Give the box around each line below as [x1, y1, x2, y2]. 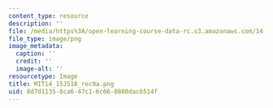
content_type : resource [8, 11, 89, 20]
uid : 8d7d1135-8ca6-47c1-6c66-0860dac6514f [8, 87, 158, 96]
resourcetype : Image [8, 72, 79, 80]
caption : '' [15, 50, 57, 58]
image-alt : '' [15, 65, 63, 73]
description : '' [8, 19, 63, 28]
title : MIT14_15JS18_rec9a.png [8, 80, 115, 88]
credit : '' [15, 58, 53, 66]
